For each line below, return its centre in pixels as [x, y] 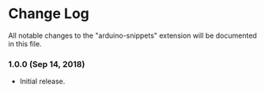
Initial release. [42, 81]
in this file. [25, 43]
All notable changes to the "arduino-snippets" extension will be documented [132, 35]
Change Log [49, 14]
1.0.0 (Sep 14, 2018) [47, 64]
